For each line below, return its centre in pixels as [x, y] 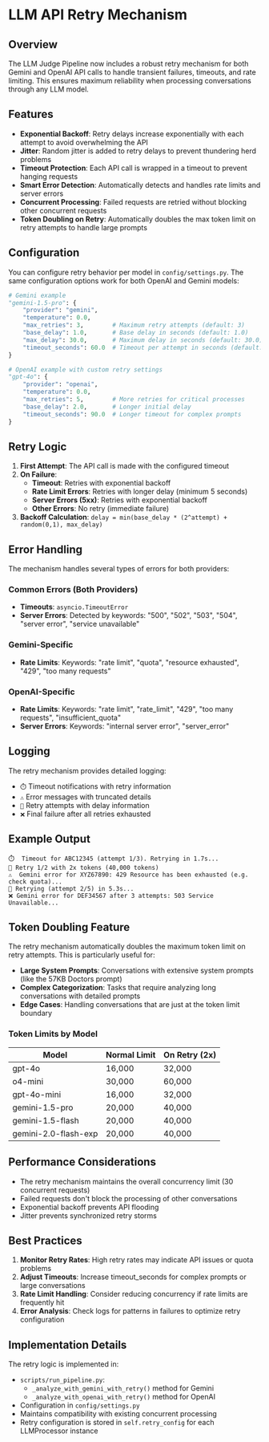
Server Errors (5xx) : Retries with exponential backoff [120, 500]
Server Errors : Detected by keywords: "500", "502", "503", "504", [128, 615]
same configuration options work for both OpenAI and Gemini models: [124, 280]
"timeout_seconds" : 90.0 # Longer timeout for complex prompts [132, 414]
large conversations [52, 1286]
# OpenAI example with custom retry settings [85, 370]
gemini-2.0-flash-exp [55, 1133]
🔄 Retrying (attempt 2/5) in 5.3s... [71, 888]
